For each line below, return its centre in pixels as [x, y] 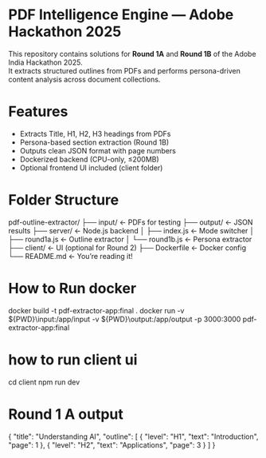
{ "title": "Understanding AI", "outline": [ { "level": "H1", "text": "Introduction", [133, 436]
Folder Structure [64, 200]
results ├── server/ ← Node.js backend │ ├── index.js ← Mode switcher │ [131, 230]
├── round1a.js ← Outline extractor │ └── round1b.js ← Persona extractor [130, 239]
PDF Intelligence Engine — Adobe [121, 15]
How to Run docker [72, 289]
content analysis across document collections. [84, 79]
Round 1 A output [66, 414]
